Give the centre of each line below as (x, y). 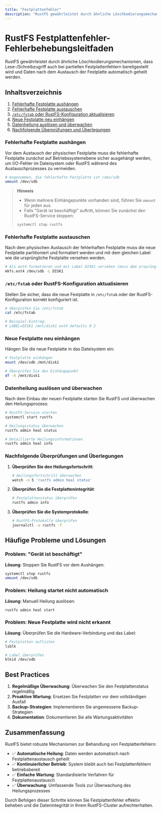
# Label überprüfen (25, 655)
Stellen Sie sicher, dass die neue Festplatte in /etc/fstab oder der (70, 294)
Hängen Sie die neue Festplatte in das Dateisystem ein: (60, 349)
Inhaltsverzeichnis (34, 92)
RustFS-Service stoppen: (49, 216)
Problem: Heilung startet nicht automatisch (57, 591)
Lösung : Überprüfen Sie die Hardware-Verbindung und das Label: (71, 633)
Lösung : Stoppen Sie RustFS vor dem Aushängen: (55, 564)
